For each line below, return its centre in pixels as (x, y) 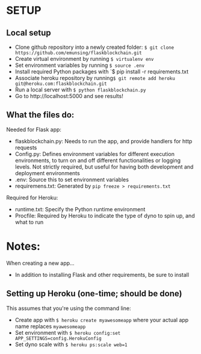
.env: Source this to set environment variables (72, 179)
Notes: (23, 246)
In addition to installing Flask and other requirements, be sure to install (102, 275)
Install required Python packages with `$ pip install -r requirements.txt (102, 72)
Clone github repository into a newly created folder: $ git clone (94, 47)
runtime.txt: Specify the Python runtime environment (80, 209)
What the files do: (40, 115)
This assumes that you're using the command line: (69, 308)
